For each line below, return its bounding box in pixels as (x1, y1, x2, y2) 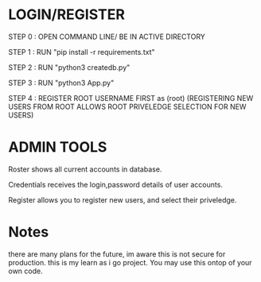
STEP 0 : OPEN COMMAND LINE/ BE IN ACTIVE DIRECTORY (8, 32, 205, 41)
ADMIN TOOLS (8, 138, 107, 156)
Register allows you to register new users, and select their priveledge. (8, 195, 237, 204)
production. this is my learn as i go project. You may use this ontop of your (8, 257, 252, 267)
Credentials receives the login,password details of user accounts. (8, 180, 223, 189)
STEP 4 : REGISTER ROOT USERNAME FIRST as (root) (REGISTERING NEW (8, 93, 254, 102)
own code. (8, 266, 43, 276)
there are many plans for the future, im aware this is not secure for (8, 249, 226, 259)
